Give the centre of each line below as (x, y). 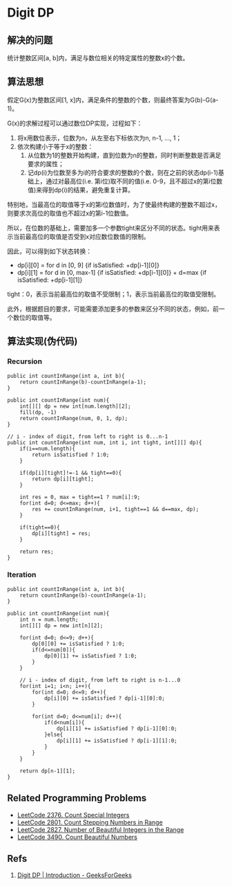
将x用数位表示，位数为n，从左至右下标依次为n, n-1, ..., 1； (99, 138)
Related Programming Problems (77, 798)
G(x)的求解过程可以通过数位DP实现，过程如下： (75, 123)
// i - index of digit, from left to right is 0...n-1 (88, 436)
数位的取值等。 (34, 317)
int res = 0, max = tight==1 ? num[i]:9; (80, 497)
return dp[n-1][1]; (48, 771)
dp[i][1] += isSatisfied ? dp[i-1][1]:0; (117, 741)
